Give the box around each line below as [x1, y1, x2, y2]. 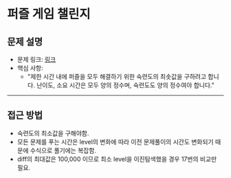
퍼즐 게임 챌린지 [7, 6, 91, 22]
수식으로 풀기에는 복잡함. [30, 146, 97, 155]
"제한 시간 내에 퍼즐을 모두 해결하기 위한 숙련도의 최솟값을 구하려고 [27, 73, 207, 80]
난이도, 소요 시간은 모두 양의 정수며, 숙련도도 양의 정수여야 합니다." [36, 81, 214, 89]
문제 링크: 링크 [16, 56, 56, 63]
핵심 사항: [16, 64, 43, 72]
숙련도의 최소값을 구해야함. [16, 129, 89, 137]
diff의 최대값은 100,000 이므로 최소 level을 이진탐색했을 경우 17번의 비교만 [16, 155, 217, 163]
